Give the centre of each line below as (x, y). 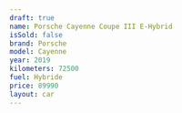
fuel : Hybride (36, 77)
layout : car (32, 94)
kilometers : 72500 (44, 69)
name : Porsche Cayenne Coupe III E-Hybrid (91, 26)
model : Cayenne (38, 52)
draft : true (32, 18)
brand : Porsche (38, 43)
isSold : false (36, 35)
